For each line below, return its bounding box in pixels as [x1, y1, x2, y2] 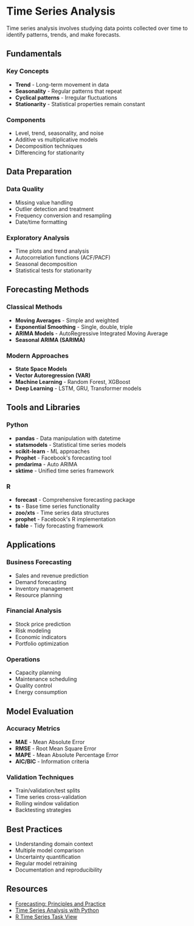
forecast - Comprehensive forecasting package [15, 496, 136, 503]
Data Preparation [6, 167, 72, 177]
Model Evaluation [6, 706, 74, 717]
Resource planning [15, 591, 63, 599]
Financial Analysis [6, 606, 62, 615]
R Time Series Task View [15, 913, 78, 920]
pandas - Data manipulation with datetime [15, 435, 121, 442]
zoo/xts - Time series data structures [15, 508, 109, 516]
